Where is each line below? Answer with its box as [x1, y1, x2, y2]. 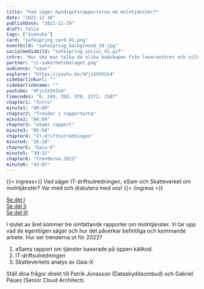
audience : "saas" [6, 65, 50, 72]
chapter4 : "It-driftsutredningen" [6, 133, 94, 140]
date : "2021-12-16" [6, 15, 56, 21]
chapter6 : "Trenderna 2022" [6, 155, 78, 161]
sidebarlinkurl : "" [6, 76, 56, 83]
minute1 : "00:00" [6, 104, 50, 111]
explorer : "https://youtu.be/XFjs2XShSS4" [6, 71, 115, 77]
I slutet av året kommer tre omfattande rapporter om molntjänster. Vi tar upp [6, 221, 196, 228]
